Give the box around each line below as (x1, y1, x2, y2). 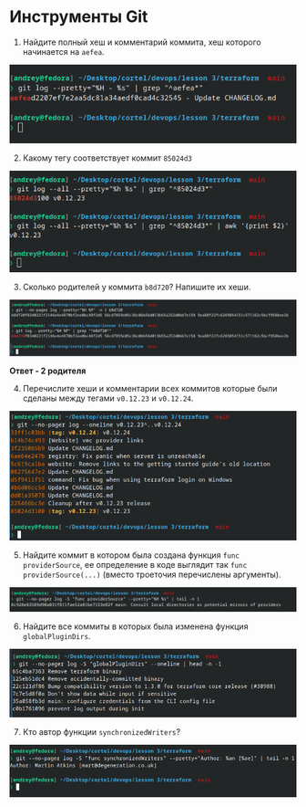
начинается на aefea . (22, 46, 105, 57)
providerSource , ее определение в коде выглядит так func (22, 560, 248, 571)
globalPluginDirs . (22, 631, 91, 642)
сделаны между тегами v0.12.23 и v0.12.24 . (22, 393, 194, 403)
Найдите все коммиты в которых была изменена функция (22, 621, 249, 632)
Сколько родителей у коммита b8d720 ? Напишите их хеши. (22, 281, 251, 292)
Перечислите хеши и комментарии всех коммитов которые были (22, 383, 278, 393)
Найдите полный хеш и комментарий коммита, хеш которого (22, 37, 261, 47)
